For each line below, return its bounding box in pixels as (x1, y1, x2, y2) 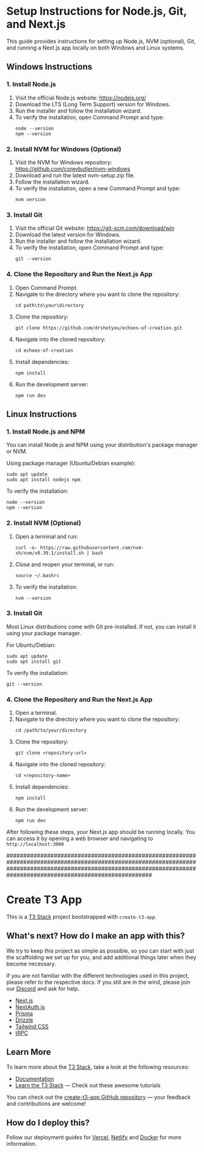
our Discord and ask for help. (6, 984, 80, 992)
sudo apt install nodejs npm (6, 477, 81, 483)
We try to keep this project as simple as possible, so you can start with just (6, 947, 194, 954)
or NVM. (6, 448, 27, 455)
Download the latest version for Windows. (15, 231, 121, 238)
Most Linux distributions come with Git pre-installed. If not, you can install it (6, 622, 197, 630)
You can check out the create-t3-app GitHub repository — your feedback (6, 1093, 191, 1101)
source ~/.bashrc (15, 572, 60, 578)
